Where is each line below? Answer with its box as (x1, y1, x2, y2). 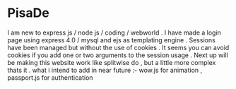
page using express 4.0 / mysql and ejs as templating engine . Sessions (7, 35, 216, 44)
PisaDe (7, 5, 49, 21)
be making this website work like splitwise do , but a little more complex (7, 58, 216, 66)
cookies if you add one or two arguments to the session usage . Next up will (7, 51, 228, 59)
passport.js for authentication (7, 73, 93, 82)
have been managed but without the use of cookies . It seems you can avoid (7, 43, 230, 52)
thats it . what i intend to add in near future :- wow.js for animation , (7, 66, 203, 74)
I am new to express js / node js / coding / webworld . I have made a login (7, 28, 221, 37)
